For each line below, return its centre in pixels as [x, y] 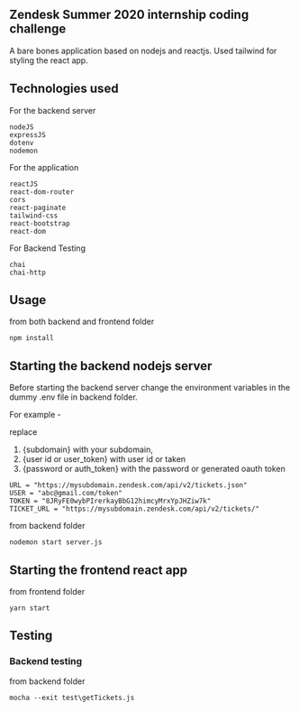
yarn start [30, 608]
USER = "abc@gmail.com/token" [66, 494]
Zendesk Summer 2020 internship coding [129, 15]
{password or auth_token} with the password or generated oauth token [154, 469]
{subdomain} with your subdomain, [87, 449]
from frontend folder [47, 592]
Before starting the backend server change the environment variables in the [150, 388]
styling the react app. [49, 60]
